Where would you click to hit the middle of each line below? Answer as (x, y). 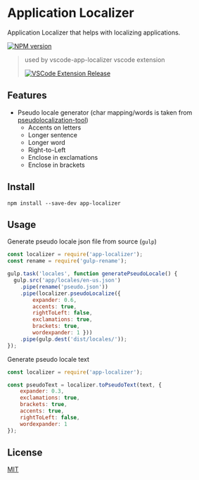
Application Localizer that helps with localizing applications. (94, 32)
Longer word (46, 142)
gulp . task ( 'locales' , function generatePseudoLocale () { (92, 274)
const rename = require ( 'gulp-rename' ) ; (68, 261)
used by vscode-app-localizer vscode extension (95, 59)
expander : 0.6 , (55, 300)
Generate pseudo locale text (49, 359)
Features (27, 95)
